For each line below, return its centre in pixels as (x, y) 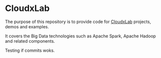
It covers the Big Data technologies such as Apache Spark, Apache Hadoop (80, 36)
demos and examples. (27, 26)
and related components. (30, 41)
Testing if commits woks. (30, 50)
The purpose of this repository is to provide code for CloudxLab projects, (78, 22)
